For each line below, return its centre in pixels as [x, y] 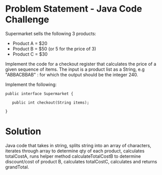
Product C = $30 [30, 54]
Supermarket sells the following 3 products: [51, 33]
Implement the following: [31, 84]
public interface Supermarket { [39, 94]
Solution [23, 132]
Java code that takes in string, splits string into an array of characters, [78, 145]
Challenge [27, 19]
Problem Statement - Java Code [74, 9]
